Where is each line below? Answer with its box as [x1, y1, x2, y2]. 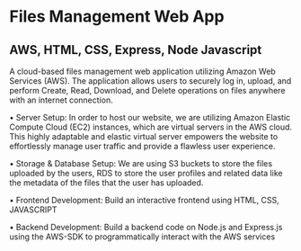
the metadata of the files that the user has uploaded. [9, 177, 204, 188]
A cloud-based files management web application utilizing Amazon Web [9, 66, 276, 76]
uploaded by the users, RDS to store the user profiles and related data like [9, 168, 283, 178]
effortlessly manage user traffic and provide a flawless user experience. [9, 141, 276, 151]
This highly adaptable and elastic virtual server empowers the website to [9, 131, 279, 141]
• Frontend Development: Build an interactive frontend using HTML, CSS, [9, 195, 280, 205]
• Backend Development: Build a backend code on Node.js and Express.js [9, 222, 283, 232]
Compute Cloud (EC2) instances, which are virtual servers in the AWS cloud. [9, 121, 293, 132]
